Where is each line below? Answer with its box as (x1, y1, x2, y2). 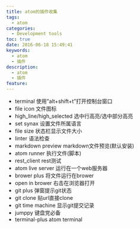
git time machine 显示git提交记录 (14, 202, 95, 209)
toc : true (6, 36, 31, 42)
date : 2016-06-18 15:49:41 (6, 42, 73, 48)
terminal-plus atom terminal (14, 216, 83, 223)
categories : (6, 25, 36, 32)
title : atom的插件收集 (6, 8, 58, 15)
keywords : (6, 48, 31, 54)
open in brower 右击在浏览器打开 (14, 180, 96, 186)
